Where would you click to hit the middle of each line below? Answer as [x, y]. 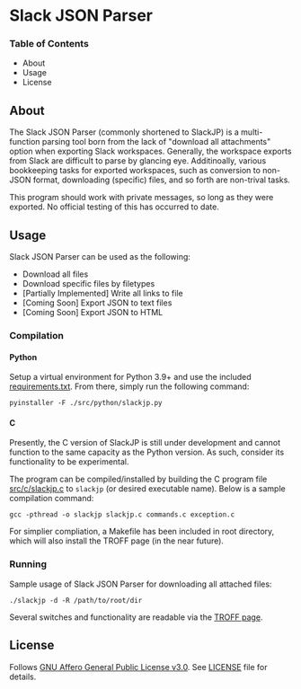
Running [28, 564]
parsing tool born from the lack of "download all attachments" [156, 142]
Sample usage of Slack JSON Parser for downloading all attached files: [141, 584]
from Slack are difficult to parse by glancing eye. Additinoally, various [138, 161]
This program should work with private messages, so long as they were [142, 198]
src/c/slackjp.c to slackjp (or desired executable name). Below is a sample [147, 489]
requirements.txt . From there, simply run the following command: [129, 386]
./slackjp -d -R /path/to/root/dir [76, 600]
